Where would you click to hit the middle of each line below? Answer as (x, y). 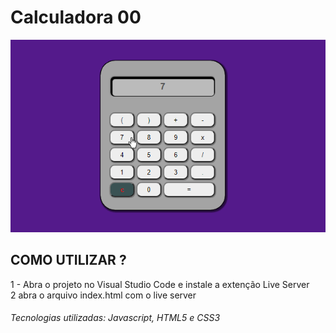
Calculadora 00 (76, 17)
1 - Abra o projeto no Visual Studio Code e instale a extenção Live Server (160, 284)
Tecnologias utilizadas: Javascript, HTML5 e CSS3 (115, 318)
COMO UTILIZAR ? (68, 260)
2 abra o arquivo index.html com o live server (103, 295)
